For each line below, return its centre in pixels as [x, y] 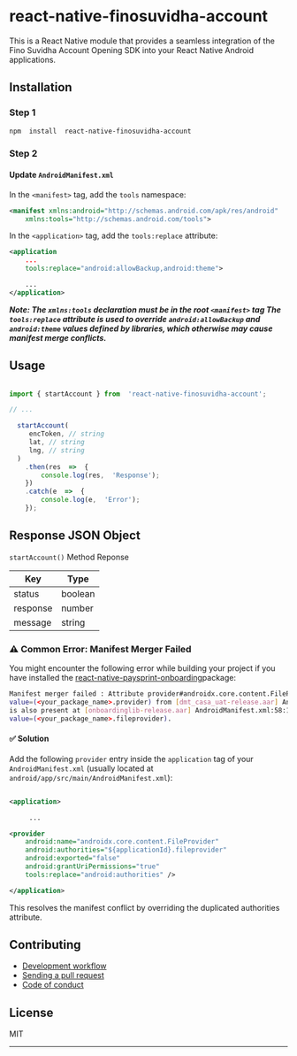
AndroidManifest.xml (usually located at [81, 768]
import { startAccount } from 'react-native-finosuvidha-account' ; [138, 394]
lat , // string [57, 443]
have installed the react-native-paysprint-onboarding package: [123, 678]
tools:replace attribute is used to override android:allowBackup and [135, 319]
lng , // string [57, 450]
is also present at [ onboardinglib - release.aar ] [100, 710]
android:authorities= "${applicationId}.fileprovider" [126, 850]
